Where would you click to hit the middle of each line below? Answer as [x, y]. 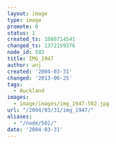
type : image [24, 20]
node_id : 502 [26, 53]
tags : [15, 84]
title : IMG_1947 [30, 59]
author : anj [24, 65]
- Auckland [29, 91]
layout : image [28, 13]
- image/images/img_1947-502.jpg [61, 104]
